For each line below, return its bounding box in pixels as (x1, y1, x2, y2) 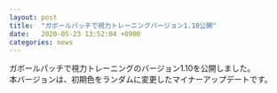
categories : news (9, 37, 74, 47)
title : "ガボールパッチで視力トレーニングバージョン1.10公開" (9, 21, 218, 30)
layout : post (9, 12, 58, 22)
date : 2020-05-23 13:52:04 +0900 (9, 29, 141, 38)
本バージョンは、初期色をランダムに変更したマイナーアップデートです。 (9, 74, 273, 85)
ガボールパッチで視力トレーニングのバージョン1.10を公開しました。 (9, 63, 256, 74)
